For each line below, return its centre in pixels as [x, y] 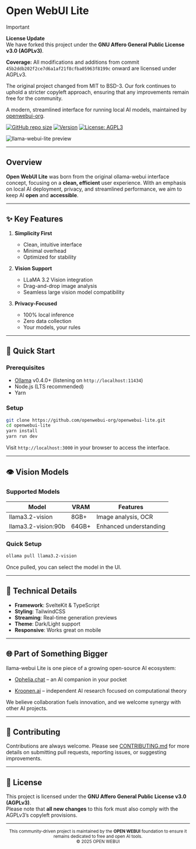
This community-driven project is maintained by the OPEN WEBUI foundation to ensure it [98, 831]
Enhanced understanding [131, 526]
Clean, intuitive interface [52, 245]
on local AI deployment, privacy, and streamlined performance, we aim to [94, 189]
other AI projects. [27, 708]
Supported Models [33, 491]
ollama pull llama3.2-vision [41, 556]
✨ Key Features [34, 219]
